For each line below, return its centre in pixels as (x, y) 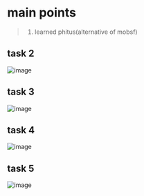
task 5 (21, 168)
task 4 (21, 130)
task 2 (21, 53)
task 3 (21, 92)
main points (42, 13)
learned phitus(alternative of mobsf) (86, 32)
